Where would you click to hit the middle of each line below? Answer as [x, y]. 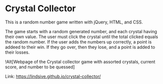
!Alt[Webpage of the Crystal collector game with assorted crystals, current [80, 62]
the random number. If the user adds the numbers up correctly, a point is [78, 42]
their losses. [17, 52]
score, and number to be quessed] [40, 67]
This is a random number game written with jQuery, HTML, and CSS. [74, 22]
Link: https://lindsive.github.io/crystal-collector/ [53, 76]
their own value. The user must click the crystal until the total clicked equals [81, 37]
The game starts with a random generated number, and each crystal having [81, 31]
